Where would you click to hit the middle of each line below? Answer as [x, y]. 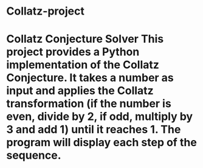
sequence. [34, 156]
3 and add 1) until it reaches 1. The [94, 130]
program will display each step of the [102, 143]
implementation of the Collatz [83, 65]
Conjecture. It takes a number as [90, 78]
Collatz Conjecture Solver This [85, 39]
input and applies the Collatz [80, 91]
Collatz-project [46, 11]
